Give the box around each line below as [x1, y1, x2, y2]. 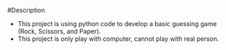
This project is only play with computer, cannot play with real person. [17, 35, 220, 43]
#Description [7, 6, 45, 14]
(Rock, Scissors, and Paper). [17, 27, 101, 35]
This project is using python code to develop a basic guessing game [17, 20, 217, 27]
